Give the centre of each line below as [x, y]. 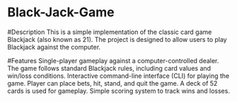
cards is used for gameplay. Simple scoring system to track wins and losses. [118, 91]
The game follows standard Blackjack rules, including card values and [109, 68]
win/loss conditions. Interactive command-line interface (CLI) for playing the [118, 76]
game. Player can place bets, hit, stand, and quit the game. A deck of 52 [112, 83]
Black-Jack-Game [61, 12]
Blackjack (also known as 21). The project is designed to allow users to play [117, 39]
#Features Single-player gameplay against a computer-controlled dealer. [113, 60]
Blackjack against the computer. [54, 47]
